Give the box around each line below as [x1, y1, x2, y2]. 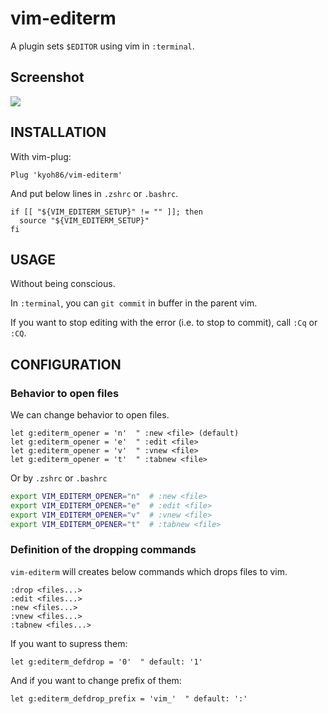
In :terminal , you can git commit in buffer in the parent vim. [10, 297, 258, 309]
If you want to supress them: [10, 637, 128, 649]
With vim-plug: [10, 150, 72, 162]
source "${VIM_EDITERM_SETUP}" [19, 215, 150, 226]
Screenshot [10, 69, 85, 86]
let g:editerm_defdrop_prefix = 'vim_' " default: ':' [10, 693, 248, 704]
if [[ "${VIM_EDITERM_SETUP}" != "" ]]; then [10, 207, 203, 217]
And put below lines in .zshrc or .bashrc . [10, 187, 179, 199]
